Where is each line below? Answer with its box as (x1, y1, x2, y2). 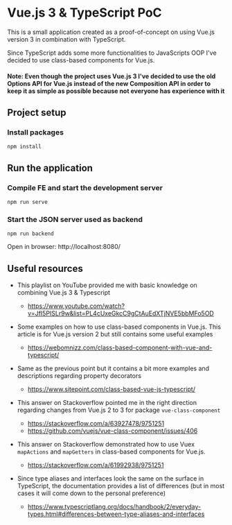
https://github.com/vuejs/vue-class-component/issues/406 (27, 427, 198, 435)
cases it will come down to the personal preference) (17, 489, 166, 497)
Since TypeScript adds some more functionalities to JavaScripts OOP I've (7, 49, 217, 57)
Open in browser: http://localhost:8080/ (7, 243, 121, 251)
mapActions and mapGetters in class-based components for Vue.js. (17, 447, 206, 456)
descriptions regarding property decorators (17, 372, 142, 380)
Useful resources (7, 262, 83, 275)
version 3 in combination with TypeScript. (7, 35, 126, 43)
